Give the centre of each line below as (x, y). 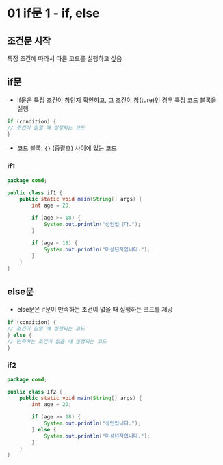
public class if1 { (35, 193)
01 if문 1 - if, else (54, 13)
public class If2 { (35, 392)
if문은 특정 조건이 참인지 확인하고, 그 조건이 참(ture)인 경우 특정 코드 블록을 (117, 100)
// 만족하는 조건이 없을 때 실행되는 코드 (57, 341)
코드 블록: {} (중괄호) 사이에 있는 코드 (67, 148)
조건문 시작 (29, 41)
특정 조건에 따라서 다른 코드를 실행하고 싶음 (65, 59)
